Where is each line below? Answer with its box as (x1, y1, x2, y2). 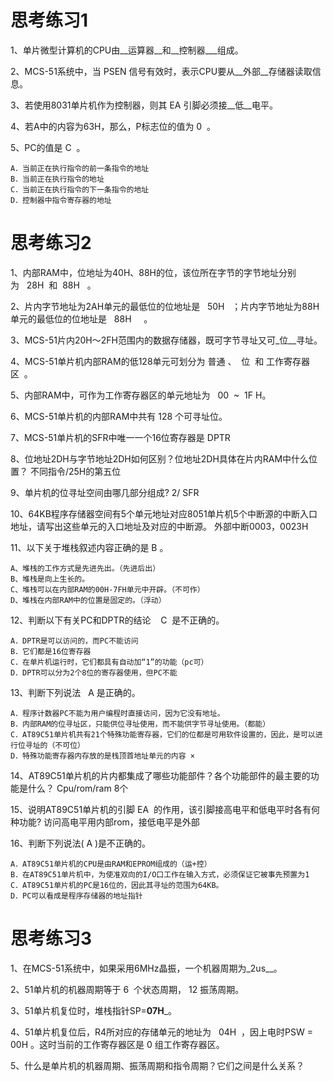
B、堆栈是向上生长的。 (10, 574, 90, 584)
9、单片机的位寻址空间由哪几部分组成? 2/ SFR (10, 486, 200, 498)
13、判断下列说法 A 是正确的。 (10, 686, 141, 698)
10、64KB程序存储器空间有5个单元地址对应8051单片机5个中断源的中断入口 (10, 507, 318, 520)
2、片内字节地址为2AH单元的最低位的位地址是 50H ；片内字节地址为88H (10, 300, 320, 312)
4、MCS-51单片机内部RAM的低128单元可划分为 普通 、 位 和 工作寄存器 (10, 355, 311, 367)
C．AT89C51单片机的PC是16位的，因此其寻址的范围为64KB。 (10, 880, 224, 890)
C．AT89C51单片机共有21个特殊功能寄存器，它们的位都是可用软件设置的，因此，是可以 (10, 729, 316, 740)
